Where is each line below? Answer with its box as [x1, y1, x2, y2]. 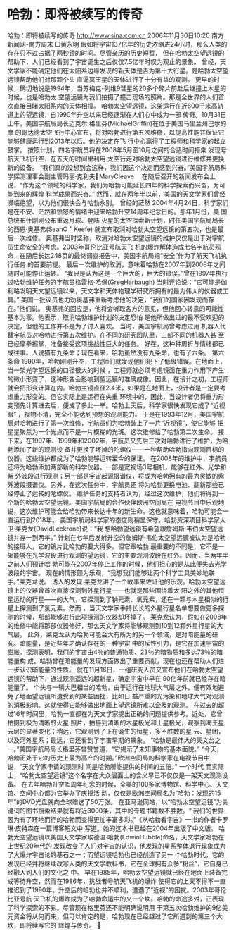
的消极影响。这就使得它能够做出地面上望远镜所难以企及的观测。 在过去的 [7, 701, 218, 709]
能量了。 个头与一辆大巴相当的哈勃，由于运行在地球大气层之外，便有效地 [7, 683, 218, 691]
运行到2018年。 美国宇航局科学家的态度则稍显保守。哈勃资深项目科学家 [13, 515, 220, 524]
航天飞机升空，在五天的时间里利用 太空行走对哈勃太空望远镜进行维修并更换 [7, 154, 225, 163]
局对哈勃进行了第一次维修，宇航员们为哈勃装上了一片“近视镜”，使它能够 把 [7, 419, 224, 427]
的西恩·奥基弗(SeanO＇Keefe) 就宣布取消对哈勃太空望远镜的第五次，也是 [7, 225, 218, 233]
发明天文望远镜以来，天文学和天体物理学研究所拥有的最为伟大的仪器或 [19, 286, 223, 295]
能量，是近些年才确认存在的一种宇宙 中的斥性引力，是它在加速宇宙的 [25, 639, 225, 647]
